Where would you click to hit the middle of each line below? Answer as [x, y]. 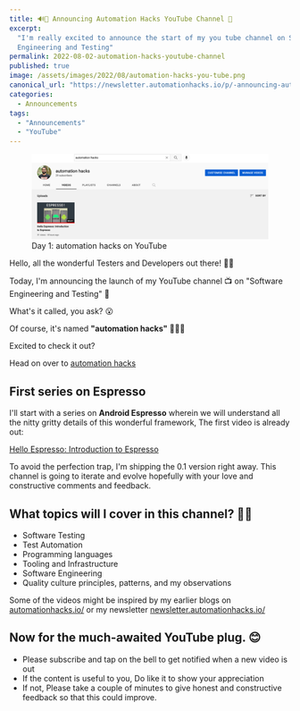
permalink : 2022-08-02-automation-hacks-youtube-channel [117, 57]
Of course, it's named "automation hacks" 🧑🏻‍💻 [97, 329]
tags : [19, 113]
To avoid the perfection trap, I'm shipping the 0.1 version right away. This [143, 467]
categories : [31, 94]
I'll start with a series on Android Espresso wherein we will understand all [145, 413]
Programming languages [67, 554]
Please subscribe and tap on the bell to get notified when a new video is [155, 659]
